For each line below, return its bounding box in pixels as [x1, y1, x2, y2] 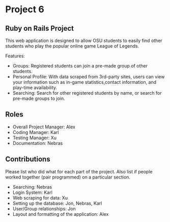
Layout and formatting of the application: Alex [12, 211, 109, 217]
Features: [5, 53, 25, 59]
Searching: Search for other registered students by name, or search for [12, 90, 162, 96]
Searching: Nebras [12, 184, 52, 190]
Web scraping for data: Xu [12, 194, 68, 201]
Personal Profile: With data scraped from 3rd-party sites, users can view [12, 74, 165, 80]
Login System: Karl [12, 189, 52, 195]
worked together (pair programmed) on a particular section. [5, 174, 131, 180]
